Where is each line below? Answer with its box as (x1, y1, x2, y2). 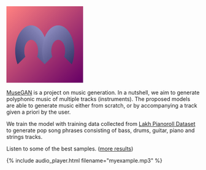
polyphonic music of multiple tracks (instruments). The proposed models (6, 95, 191, 103)
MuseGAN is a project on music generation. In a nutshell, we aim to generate (6, 89, 200, 96)
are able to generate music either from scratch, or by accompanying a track (6, 102, 197, 109)
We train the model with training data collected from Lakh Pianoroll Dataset (6, 120, 196, 127)
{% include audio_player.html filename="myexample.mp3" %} (6, 157, 162, 164)
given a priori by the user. (6, 108, 71, 116)
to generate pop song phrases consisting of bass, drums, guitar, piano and (6, 127, 195, 134)
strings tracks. (6, 133, 43, 140)
